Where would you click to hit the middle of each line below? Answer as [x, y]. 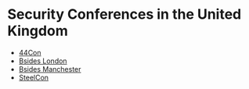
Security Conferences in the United [125, 14]
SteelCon [33, 77]
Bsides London [43, 61]
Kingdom [38, 31]
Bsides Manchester [50, 69]
